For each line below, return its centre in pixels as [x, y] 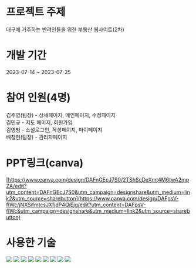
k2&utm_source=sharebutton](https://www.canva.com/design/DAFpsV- [92, 198]
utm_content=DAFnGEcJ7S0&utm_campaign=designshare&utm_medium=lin [98, 192]
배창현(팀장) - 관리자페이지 [37, 137]
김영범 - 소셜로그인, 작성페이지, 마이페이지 [54, 129]
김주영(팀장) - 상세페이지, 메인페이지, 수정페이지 [61, 115]
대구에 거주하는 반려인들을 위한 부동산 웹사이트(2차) [65, 29]
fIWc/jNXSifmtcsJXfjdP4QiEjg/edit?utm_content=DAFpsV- [76, 205]
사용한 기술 [31, 242]
